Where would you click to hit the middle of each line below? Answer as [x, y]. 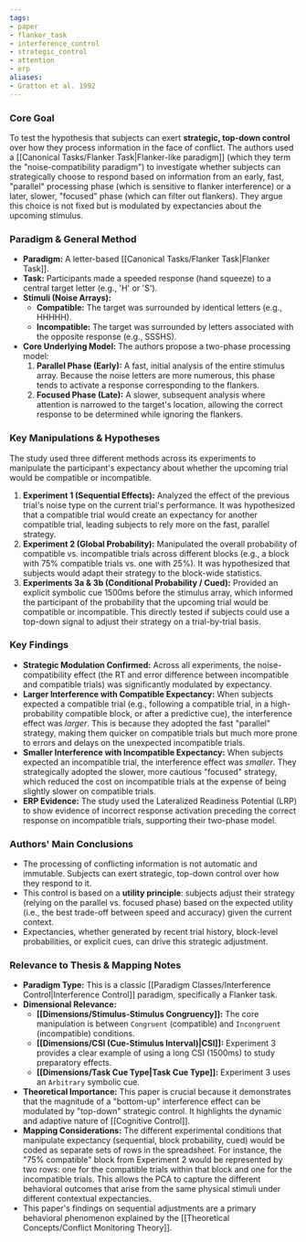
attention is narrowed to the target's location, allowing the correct [159, 405]
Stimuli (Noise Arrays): [67, 298]
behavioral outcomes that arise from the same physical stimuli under [152, 1189]
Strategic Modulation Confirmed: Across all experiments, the [139, 664]
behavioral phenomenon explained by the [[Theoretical [126, 1218]
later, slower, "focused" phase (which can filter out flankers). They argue [146, 196]
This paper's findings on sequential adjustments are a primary [139, 1208]
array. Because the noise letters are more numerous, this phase [156, 376]
